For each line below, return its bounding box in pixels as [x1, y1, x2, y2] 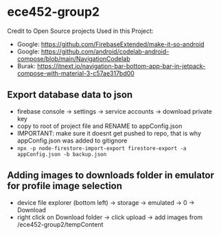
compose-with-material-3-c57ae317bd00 [16, 69, 135, 77]
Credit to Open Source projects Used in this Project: [7, 27, 154, 35]
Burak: [16, 62, 36, 70]
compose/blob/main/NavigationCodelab [16, 54, 130, 62]
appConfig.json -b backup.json [16, 151, 107, 158]
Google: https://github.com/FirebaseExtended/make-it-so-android [16, 40, 205, 48]
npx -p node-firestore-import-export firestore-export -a [16, 145, 187, 151]
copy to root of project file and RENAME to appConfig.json [16, 121, 183, 130]
